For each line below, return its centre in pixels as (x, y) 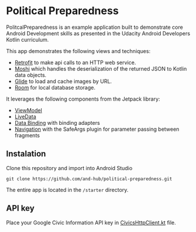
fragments (27, 135)
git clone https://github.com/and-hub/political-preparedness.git (89, 179)
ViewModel (28, 110)
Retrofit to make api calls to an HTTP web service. (75, 62)
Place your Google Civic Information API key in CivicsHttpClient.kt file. (91, 223)
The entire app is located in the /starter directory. (67, 190)
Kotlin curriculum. (27, 39)
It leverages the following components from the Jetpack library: (83, 99)
